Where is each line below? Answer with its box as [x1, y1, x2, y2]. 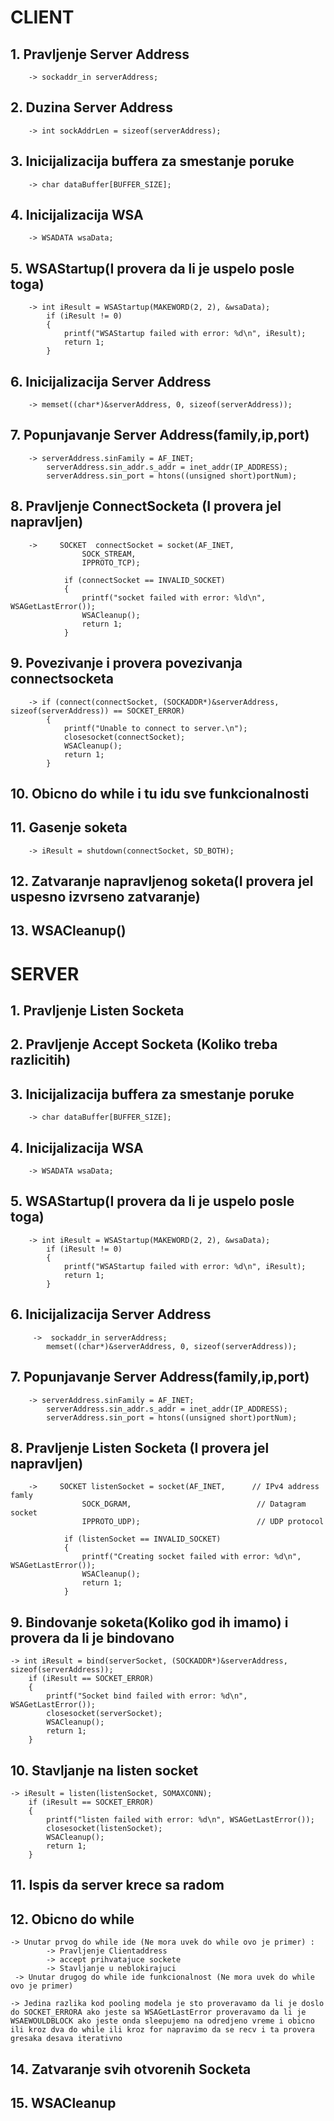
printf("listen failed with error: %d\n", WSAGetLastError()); [46, 1814, 315, 1825]
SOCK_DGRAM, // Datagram [81, 1499, 307, 1510]
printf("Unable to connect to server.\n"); [63, 723, 248, 733]
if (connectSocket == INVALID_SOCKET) [63, 575, 226, 585]
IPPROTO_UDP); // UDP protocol [81, 1517, 325, 1527]
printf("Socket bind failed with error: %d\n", [46, 1691, 248, 1701]
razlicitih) [10, 1052, 72, 1069]
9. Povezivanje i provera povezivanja [10, 655, 243, 672]
